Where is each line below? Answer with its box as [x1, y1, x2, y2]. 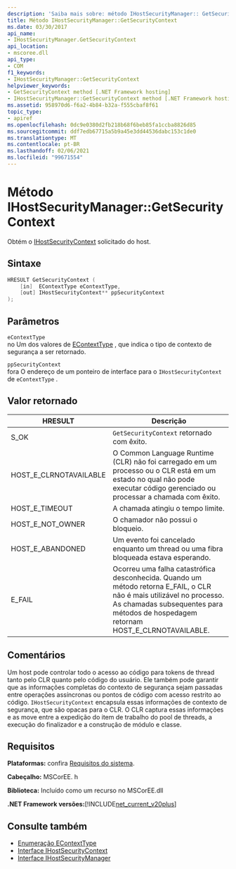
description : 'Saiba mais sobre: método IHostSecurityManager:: [7, 10, 199, 18]
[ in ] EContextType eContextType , [20, 282, 121, 290]
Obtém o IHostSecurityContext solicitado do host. [7, 237, 151, 246]
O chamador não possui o [112, 514, 198, 524]
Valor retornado [7, 395, 78, 407]
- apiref [7, 115, 33, 122]
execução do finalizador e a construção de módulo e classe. [7, 720, 182, 728]
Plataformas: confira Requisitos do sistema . [7, 759, 135, 768]
